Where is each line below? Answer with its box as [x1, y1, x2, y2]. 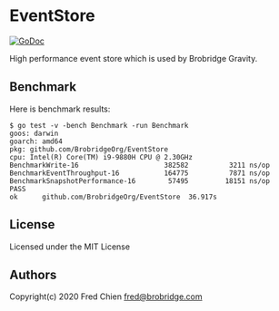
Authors [9, 267, 57, 282]
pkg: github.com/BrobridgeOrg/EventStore [9, 144, 169, 154]
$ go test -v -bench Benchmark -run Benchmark [9, 121, 189, 130]
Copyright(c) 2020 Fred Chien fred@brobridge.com [9, 291, 203, 302]
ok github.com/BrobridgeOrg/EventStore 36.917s [9, 192, 218, 201]
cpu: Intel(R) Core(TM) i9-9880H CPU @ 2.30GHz [9, 152, 194, 161]
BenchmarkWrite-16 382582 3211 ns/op [9, 160, 271, 170]
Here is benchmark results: [9, 103, 111, 114]
